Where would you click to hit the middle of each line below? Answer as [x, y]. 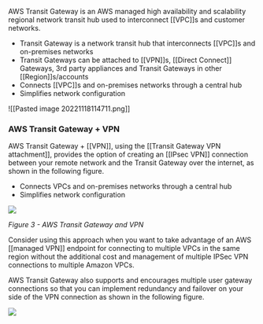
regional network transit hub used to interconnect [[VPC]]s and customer [127, 20]
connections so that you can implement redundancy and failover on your [126, 289]
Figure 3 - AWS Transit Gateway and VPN [76, 225]
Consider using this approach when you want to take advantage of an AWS [130, 240]
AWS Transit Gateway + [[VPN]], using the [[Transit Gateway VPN [115, 146]
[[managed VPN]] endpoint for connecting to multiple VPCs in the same [124, 249]
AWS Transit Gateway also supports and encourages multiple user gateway [130, 280]
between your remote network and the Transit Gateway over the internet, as [131, 163]
